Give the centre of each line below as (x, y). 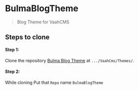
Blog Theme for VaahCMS (43, 22)
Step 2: (13, 72)
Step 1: (12, 50)
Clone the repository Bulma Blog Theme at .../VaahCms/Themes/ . (70, 60)
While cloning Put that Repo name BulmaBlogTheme (54, 82)
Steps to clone (27, 37)
